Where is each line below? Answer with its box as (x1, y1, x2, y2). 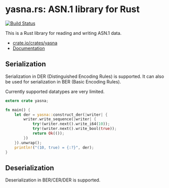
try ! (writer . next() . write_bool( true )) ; (32, 126, 117, 131)
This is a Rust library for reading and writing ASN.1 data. (5, 30, 122, 36)
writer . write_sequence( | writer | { (23, 117, 96, 122)
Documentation (12, 45, 45, 51)
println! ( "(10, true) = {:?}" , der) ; (14, 145, 94, 150)
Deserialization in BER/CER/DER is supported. (5, 177, 100, 183)
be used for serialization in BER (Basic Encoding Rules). (5, 78, 121, 84)
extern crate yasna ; (5, 98, 49, 103)
